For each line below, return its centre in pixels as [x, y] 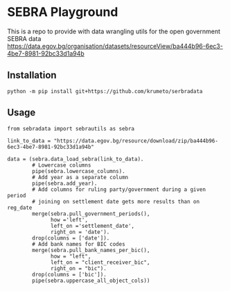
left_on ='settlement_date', [93, 226]
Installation [32, 75]
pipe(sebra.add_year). [65, 183]
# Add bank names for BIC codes [79, 244]
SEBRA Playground [63, 12]
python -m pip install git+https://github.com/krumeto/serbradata [105, 91]
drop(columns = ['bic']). [70, 274]
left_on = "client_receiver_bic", [100, 262]
